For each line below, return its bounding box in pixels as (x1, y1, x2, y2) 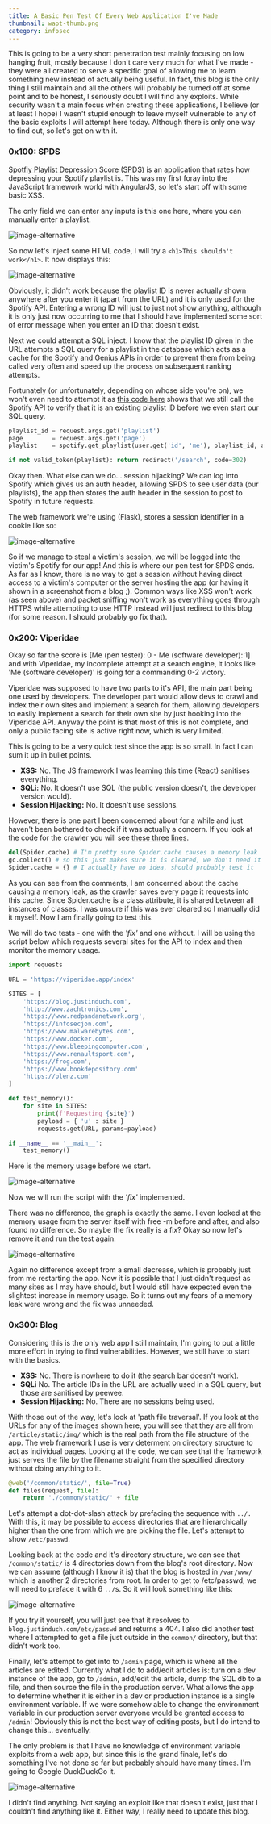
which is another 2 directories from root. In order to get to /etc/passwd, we (8, 1576, 257, 1585)
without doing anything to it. (8, 1463, 102, 1473)
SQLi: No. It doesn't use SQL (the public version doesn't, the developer (19, 783, 256, 793)
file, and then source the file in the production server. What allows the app (8, 1683, 255, 1693)
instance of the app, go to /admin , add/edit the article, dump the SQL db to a (8, 1674, 261, 1684)
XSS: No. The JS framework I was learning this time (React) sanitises (19, 766, 250, 775)
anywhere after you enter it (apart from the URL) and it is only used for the (8, 294, 256, 303)
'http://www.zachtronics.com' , (23, 1005, 128, 1013)
